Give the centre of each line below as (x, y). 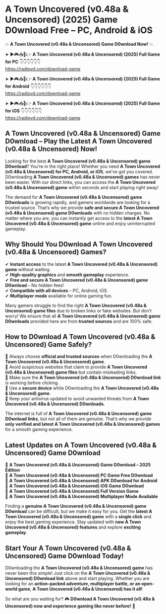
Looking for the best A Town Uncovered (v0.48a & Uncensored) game (78, 161)
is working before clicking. (32, 383)
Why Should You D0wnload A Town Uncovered (79, 244)
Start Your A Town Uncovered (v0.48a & (68, 548)
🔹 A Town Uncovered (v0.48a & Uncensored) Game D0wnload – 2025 (78, 465)
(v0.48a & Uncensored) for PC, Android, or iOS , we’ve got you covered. (79, 171)
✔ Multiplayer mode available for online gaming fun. (59, 296)
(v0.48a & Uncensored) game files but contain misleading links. (71, 372)
